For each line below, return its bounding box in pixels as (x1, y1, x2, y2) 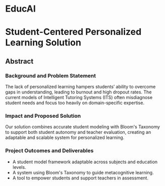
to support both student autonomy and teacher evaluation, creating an (5, 129, 151, 135)
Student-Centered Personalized (5, 26, 142, 38)
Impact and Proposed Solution (5, 112, 81, 119)
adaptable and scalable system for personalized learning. (5, 134, 125, 141)
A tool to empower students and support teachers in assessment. (12, 175, 149, 181)
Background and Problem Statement (5, 72, 96, 79)
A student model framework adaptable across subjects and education (12, 159, 158, 165)
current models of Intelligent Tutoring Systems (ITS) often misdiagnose (5, 95, 153, 101)
